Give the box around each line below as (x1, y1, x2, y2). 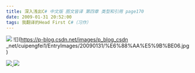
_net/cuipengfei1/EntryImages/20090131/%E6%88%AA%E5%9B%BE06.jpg (6, 42, 189, 50)
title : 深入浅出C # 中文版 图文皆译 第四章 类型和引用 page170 (6, 8, 145, 15)
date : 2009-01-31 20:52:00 (6, 14, 72, 20)
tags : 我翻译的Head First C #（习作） (6, 19, 91, 25)
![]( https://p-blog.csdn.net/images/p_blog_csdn (13, 36, 128, 43)
